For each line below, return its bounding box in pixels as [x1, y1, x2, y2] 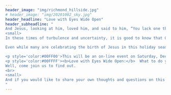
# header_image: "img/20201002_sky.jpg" [5, 12, 93, 17]
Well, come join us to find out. [5, 63, 76, 68]
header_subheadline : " [5, 21, 53, 27]
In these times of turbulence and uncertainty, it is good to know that [5, 36, 163, 41]
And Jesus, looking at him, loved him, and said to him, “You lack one [5, 26, 160, 31]
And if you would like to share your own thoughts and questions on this [5, 77, 165, 82]
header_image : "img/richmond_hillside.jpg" [5, 7, 99, 13]
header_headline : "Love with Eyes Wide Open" [5, 17, 103, 22]
